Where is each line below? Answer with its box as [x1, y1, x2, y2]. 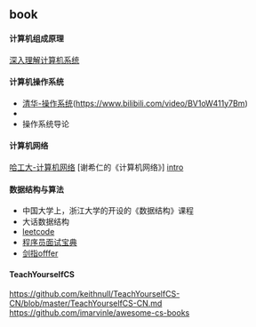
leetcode [21, 227, 55, 237]
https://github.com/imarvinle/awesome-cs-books [9, 307, 190, 318]
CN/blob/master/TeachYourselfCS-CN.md [9, 298, 163, 309]
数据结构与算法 [9, 184, 64, 195]
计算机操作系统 [9, 76, 64, 87]
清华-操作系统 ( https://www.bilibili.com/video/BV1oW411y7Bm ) [21, 98, 248, 108]
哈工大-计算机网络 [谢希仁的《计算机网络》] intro [9, 162, 184, 172]
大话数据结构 [21, 217, 69, 227]
